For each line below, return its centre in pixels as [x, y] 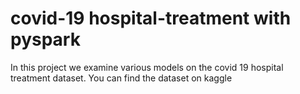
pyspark [45, 39]
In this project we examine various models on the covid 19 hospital [147, 67]
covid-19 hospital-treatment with [151, 18]
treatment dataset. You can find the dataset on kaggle [121, 78]
